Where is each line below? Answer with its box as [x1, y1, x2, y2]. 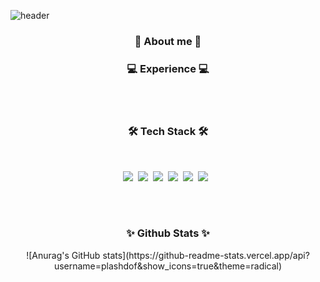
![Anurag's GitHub [26, 249, 101, 261]
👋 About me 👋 [134, 34, 202, 48]
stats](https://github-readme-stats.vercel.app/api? [102, 249, 310, 261]
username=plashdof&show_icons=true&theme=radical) [53, 260, 283, 272]
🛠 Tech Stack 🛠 [127, 125, 209, 139]
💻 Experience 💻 [126, 61, 210, 75]
